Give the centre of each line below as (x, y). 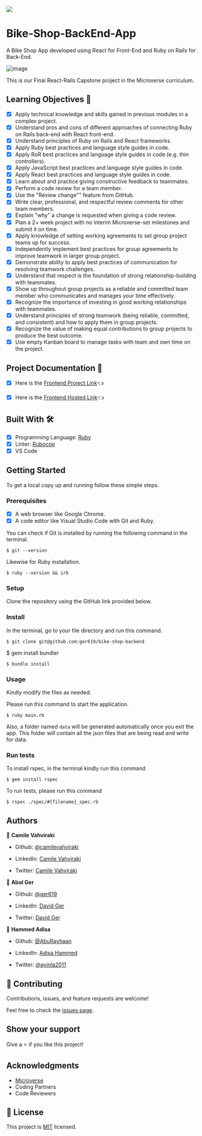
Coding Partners (35, 1087)
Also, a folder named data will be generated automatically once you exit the (100, 727)
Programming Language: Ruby (53, 437)
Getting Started (36, 470)
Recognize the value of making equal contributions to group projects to (103, 329)
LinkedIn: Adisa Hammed (46, 953)
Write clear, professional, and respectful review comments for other (99, 202)
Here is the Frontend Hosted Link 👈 (59, 397)
